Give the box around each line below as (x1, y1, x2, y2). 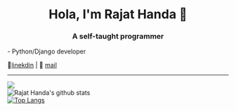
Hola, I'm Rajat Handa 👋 (48, 6, 188, 22)
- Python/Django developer (7, 47, 86, 55)
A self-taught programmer (72, 32, 164, 41)
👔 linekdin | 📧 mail (7, 61, 58, 70)
